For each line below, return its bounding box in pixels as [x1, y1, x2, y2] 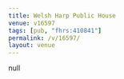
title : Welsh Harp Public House [8, 11, 116, 20]
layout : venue [8, 41, 56, 49]
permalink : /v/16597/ [8, 34, 81, 42]
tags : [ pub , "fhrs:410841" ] [8, 26, 102, 34]
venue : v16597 [8, 19, 56, 27]
